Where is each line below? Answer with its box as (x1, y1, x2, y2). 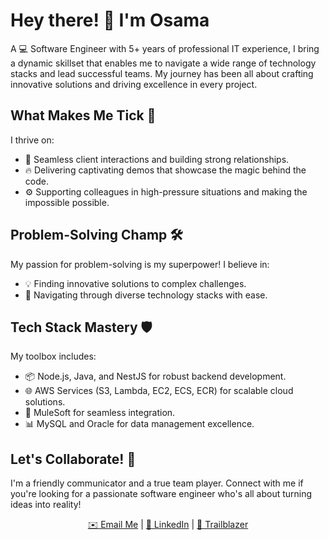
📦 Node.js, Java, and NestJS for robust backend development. (24, 370, 287, 383)
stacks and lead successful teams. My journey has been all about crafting (10, 67, 314, 79)
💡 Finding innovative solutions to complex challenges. (24, 277, 247, 289)
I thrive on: (10, 134, 55, 146)
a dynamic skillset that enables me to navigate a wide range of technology (10, 57, 317, 69)
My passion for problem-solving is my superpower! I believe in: (10, 258, 270, 270)
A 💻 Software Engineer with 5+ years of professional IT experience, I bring (10, 42, 320, 54)
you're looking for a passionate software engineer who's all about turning (10, 488, 313, 500)
